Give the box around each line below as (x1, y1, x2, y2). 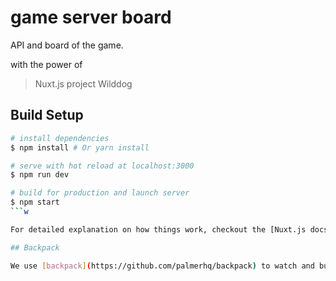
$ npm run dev (10, 170, 70, 180)
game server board (10, 6, 172, 29)
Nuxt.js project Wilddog (34, 77, 133, 90)
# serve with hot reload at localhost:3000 (10, 161, 195, 171)
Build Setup (10, 107, 84, 124)
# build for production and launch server (10, 188, 190, 198)
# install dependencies (10, 133, 110, 143)
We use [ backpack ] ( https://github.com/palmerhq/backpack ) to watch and (10, 261, 315, 271)
